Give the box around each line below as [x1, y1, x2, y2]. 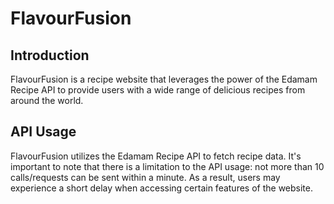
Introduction [10, 47, 90, 64]
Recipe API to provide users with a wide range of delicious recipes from [10, 84, 306, 96]
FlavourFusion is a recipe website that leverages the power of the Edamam [10, 73, 318, 85]
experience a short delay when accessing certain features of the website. [10, 182, 314, 194]
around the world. [10, 95, 84, 106]
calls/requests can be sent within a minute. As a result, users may [10, 171, 281, 183]
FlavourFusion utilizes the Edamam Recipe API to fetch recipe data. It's [10, 150, 302, 162]
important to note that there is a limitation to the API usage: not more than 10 [10, 160, 325, 172]
